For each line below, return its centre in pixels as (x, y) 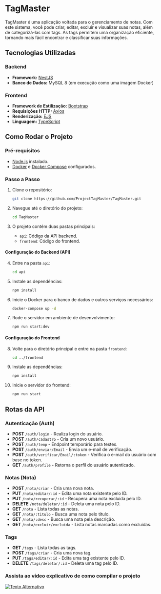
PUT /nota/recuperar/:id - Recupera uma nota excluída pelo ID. (77, 499)
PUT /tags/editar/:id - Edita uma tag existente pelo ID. (69, 558)
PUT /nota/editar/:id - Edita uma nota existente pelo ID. (70, 493)
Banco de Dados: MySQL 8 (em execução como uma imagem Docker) (83, 82)
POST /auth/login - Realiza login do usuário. (58, 434)
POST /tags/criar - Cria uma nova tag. (52, 553)
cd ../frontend (28, 358)
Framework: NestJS (32, 77)
